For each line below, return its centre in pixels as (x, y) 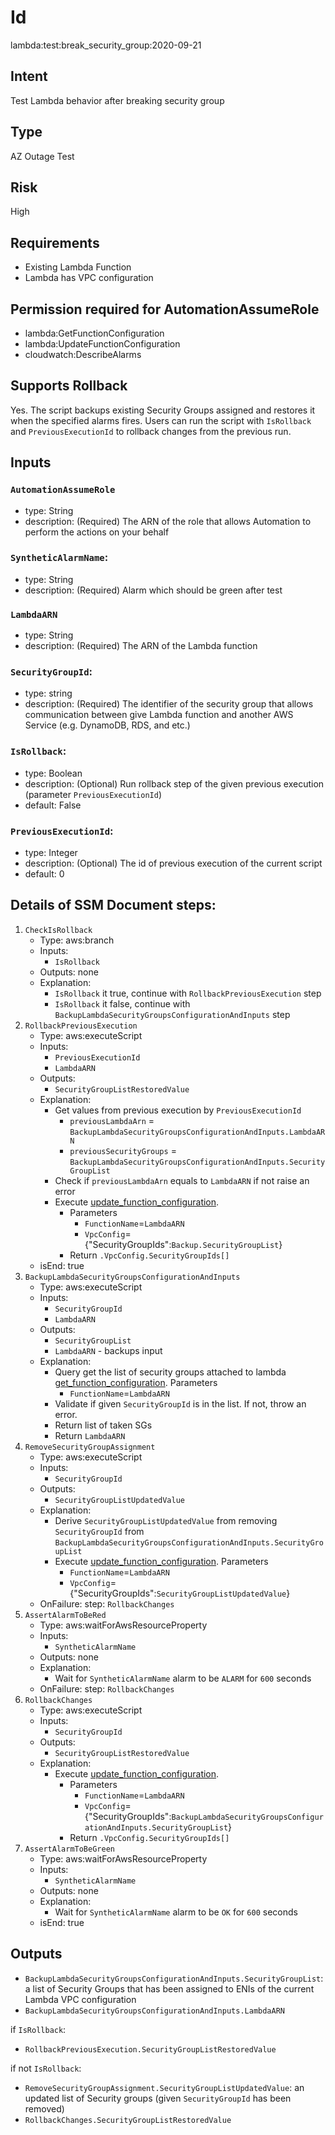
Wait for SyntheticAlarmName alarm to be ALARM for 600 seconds (183, 1678)
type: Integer (51, 852)
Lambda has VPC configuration (89, 278)
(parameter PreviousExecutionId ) (93, 794)
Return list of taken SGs (103, 1425)
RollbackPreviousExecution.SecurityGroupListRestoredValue (150, 2049)
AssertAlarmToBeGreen (69, 1849)
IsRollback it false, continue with (122, 1003)
